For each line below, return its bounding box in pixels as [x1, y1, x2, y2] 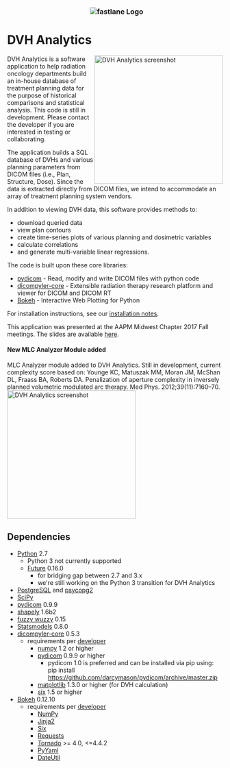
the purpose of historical [7, 91, 77, 99]
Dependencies [7, 531, 71, 543]
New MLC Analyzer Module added [7, 346, 106, 354]
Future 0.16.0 [27, 564, 64, 572]
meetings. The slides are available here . [7, 330, 120, 338]
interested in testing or [7, 128, 71, 136]
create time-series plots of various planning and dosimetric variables [16, 233, 212, 241]
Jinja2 [37, 717, 55, 725]
